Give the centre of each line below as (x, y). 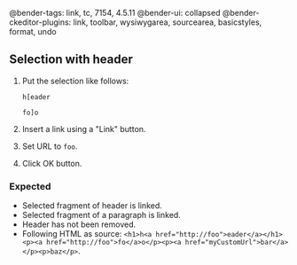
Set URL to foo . (50, 146)
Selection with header (71, 60)
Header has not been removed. (79, 224)
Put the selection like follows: (75, 81)
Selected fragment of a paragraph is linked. (102, 215)
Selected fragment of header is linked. (92, 206)
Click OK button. (52, 163)
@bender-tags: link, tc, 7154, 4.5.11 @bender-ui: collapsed (115, 13)
